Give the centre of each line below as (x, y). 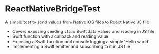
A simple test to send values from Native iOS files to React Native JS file (77, 22)
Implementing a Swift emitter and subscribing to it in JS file (71, 46)
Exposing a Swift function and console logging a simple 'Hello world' (81, 41)
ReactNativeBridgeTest (53, 9)
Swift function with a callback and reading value (60, 36)
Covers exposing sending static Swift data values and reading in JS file (83, 31)
